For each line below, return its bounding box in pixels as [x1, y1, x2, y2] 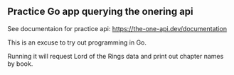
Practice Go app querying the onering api [7, 6, 193, 18]
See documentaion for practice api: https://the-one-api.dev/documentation [7, 24, 228, 33]
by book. [7, 59, 33, 68]
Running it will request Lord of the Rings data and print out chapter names [7, 52, 224, 60]
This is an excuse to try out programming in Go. [7, 38, 147, 47]
